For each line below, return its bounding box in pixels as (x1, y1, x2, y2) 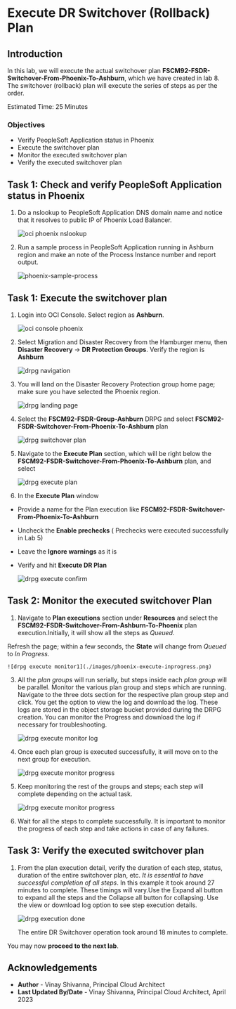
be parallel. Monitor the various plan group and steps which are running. (17, 683, 227, 691)
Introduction (7, 48, 63, 60)
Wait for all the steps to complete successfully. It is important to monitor (17, 816, 226, 825)
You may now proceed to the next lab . (7, 942, 119, 950)
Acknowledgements (7, 961, 98, 974)
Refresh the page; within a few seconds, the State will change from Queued (7, 642, 227, 651)
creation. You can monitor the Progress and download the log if (17, 712, 202, 721)
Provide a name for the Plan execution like (17, 505, 140, 514)
